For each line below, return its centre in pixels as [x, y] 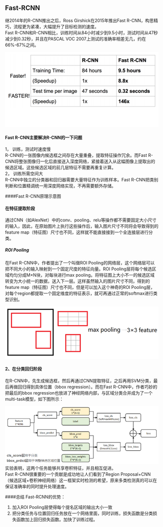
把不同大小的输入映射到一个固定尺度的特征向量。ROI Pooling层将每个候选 [79, 269]
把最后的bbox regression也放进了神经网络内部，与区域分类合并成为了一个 [79, 393]
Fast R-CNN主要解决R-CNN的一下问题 [44, 137]
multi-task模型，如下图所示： [35, 399]
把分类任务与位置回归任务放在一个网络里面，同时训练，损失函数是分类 [82, 513]
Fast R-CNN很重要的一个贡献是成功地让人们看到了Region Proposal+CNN [78, 474]
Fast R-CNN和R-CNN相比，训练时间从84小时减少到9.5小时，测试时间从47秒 [81, 33]
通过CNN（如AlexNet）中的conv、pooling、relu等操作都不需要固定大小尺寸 [81, 220]
